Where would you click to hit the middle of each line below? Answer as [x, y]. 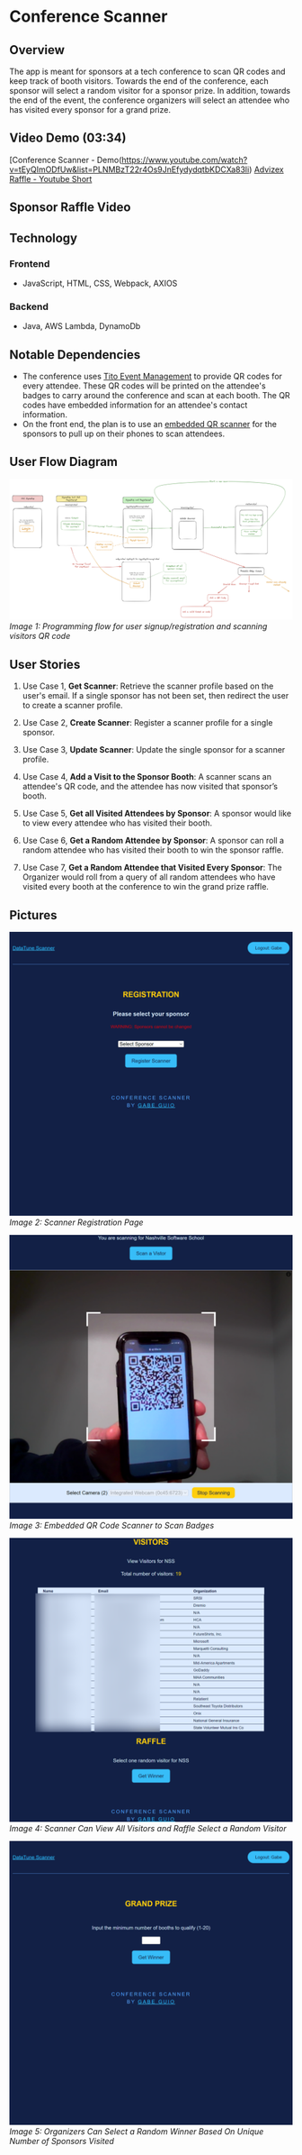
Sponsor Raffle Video [70, 208]
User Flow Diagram [64, 462]
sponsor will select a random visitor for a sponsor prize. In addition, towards [150, 91]
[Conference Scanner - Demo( [66, 160]
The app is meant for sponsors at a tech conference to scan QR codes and [147, 71]
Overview [37, 50]
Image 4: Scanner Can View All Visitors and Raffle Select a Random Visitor [148, 1828]
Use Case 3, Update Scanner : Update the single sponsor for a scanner [154, 750]
